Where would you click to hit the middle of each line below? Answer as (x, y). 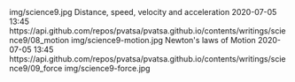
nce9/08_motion (39, 40)
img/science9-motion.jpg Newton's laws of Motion (163, 40)
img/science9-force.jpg (107, 68)
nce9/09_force (36, 68)
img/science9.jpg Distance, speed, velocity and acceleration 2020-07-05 (143, 12)
